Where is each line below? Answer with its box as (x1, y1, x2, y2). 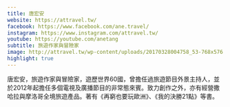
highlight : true (7, 55, 54, 62)
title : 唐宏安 (7, 10, 45, 17)
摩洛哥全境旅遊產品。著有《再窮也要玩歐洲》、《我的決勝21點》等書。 (25, 92, 219, 100)
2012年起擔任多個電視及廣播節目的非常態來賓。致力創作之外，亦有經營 (12, 84, 214, 92)
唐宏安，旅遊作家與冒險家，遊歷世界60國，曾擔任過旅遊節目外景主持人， (7, 75, 214, 83)
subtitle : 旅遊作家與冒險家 (7, 42, 79, 49)
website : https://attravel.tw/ (7, 17, 97, 23)
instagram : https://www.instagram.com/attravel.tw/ (7, 29, 158, 37)
